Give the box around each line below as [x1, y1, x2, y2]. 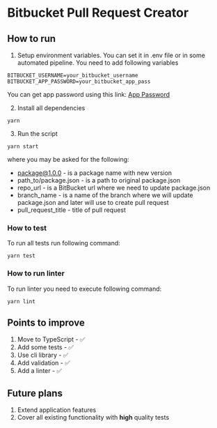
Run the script [17, 130, 58, 137]
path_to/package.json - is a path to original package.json [17, 176, 181, 184]
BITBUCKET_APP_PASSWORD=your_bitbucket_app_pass [7, 78, 151, 85]
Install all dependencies [17, 104, 86, 112]
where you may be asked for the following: [7, 155, 130, 163]
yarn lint [7, 298, 36, 305]
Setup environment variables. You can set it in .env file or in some [17, 51, 205, 59]
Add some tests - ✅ [17, 343, 74, 351]
